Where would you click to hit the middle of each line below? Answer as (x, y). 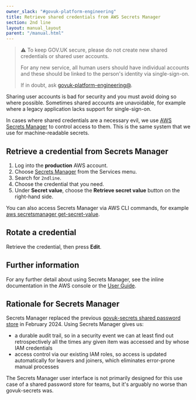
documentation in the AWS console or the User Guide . (71, 286)
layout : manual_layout (34, 28)
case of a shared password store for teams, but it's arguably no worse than (97, 384)
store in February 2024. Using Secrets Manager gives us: (75, 324)
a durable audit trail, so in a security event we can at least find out (94, 335)
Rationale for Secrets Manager (63, 304)
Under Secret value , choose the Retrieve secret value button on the (97, 190)
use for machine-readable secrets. (48, 133)
